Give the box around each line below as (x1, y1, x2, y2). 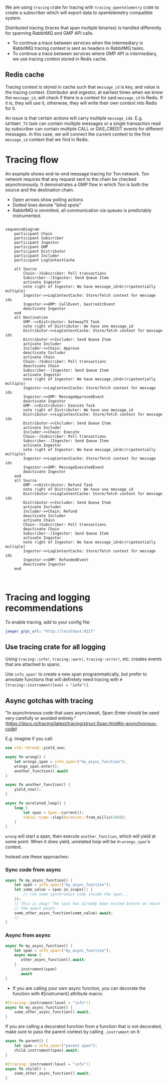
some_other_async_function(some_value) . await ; (14, 910, 113, 916)
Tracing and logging (5, 591, 91, 603)
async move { (14, 953, 42, 958)
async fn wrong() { (5, 755, 46, 760)
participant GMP (14, 244, 49, 249)
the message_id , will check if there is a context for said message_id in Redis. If (5, 94, 163, 100)
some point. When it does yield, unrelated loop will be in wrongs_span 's (5, 839, 150, 845)
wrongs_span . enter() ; (14, 764, 59, 769)
